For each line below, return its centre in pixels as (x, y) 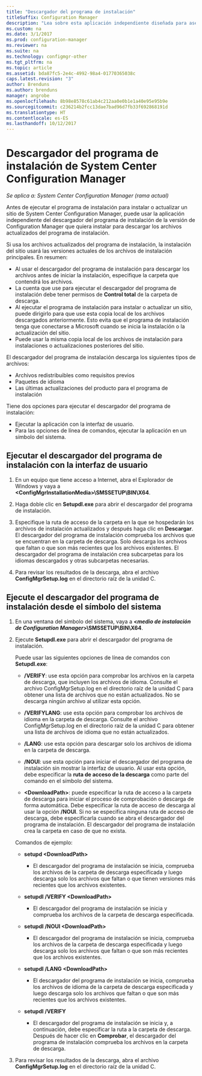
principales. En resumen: (37, 257)
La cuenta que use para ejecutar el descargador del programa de (96, 288)
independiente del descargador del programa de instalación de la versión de (101, 220)
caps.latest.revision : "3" (40, 79)
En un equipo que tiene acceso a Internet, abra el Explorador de (94, 479)
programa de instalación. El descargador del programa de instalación (109, 824)
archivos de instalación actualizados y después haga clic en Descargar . (104, 528)
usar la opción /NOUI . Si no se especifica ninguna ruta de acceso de (109, 811)
